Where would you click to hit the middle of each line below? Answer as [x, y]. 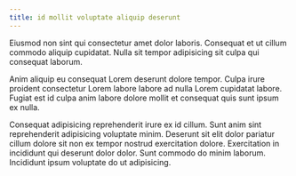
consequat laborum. [46, 61]
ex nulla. [24, 107]
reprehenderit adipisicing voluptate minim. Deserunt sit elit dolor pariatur [142, 133]
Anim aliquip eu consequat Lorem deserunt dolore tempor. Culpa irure [137, 79]
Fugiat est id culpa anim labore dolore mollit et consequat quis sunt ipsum [144, 98]
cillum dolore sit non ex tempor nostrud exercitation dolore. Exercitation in [144, 143]
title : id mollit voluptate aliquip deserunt [95, 17]
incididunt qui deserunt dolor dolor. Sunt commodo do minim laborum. [138, 153]
